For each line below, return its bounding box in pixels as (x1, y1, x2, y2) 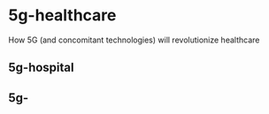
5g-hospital (8, 60, 74, 75)
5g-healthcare (8, 5, 117, 26)
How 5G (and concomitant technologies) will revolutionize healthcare (8, 34, 260, 45)
